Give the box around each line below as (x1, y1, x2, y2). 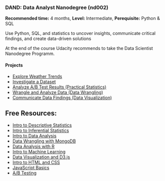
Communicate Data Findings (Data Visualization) (12, 94, 112, 100)
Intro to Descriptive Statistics (12, 122, 72, 128)
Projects (5, 62, 23, 68)
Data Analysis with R (12, 143, 55, 149)
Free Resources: (5, 109, 57, 117)
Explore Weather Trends (12, 73, 62, 79)
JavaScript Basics (12, 164, 50, 171)
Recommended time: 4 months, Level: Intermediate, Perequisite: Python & (5, 15, 161, 21)
